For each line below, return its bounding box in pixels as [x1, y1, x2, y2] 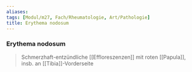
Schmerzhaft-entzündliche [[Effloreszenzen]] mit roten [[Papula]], [21, 53, 186, 61]
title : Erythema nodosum [6, 20, 69, 26]
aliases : [6, 8, 28, 15]
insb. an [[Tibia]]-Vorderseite [21, 59, 94, 67]
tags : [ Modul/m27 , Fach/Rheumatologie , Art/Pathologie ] [6, 14, 150, 20]
